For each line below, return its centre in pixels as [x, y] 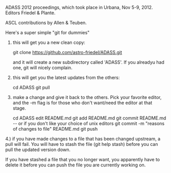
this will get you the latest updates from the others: [66, 78]
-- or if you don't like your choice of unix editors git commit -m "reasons [89, 123]
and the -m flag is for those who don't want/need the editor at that [82, 103]
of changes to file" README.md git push [55, 129]
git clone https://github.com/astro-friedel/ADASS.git [67, 52]
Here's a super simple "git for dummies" [47, 32]
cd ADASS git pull [31, 87]
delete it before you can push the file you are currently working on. [76, 165]
